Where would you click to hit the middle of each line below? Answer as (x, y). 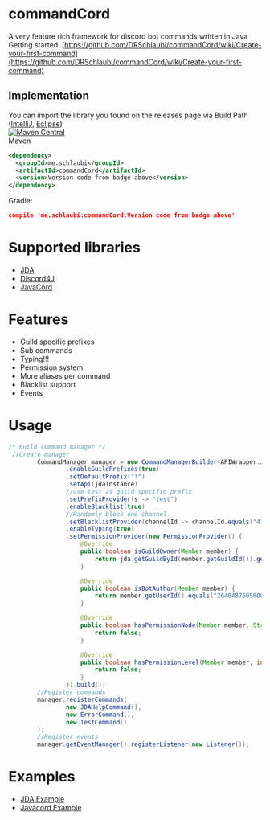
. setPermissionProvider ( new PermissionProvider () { (154, 537)
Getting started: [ (37, 44)
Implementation (49, 96)
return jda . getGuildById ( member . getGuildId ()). (176, 559)
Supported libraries (74, 248)
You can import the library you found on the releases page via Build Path (128, 115)
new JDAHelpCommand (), (104, 707)
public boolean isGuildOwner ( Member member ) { (160, 551)
